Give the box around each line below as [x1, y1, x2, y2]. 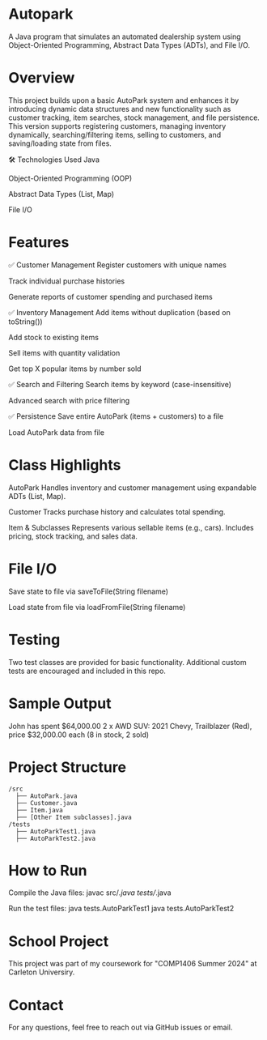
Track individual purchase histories [8, 276, 125, 286]
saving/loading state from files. [8, 139, 112, 148]
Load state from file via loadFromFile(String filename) [8, 602, 186, 612]
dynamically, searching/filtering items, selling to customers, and [8, 130, 222, 139]
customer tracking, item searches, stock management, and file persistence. [8, 113, 261, 122]
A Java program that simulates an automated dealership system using [8, 32, 241, 41]
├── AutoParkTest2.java [15, 834, 95, 842]
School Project [8, 932, 109, 950]
